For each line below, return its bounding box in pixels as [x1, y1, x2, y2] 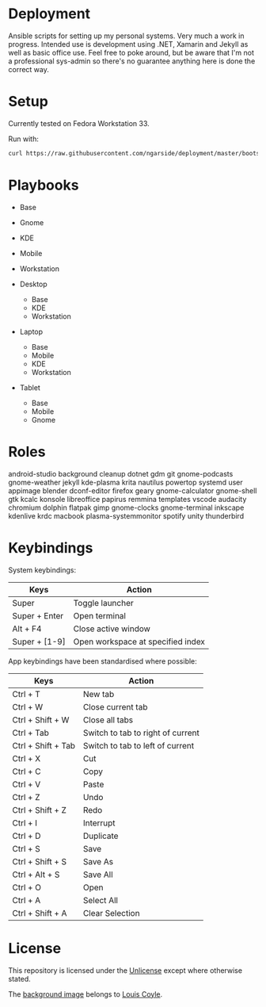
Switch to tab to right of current [82, 727, 200, 738]
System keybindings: [8, 565, 77, 575]
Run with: [8, 134, 40, 144]
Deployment [8, 5, 91, 23]
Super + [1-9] [12, 636, 66, 647]
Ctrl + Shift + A [12, 907, 67, 918]
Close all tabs [82, 714, 133, 726]
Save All [82, 869, 113, 880]
